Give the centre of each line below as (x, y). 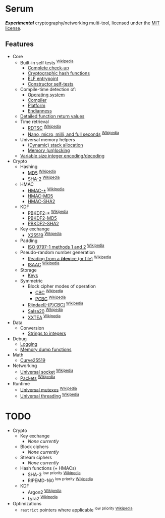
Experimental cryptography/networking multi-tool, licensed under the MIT (82, 23)
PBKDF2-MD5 (42, 218)
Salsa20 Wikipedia (45, 310)
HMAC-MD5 (40, 196)
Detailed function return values (52, 116)
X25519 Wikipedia (45, 235)
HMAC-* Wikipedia (46, 190)
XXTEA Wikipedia (44, 317)
